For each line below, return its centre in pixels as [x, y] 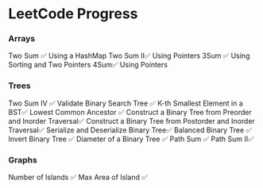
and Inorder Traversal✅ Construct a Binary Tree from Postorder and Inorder [132, 121]
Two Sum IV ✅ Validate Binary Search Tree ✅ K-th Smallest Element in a [126, 103]
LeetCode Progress [73, 14]
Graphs [23, 159]
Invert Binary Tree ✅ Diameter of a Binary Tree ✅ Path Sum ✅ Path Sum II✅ [131, 139]
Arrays [22, 39]
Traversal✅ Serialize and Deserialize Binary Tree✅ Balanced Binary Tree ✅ [130, 130]
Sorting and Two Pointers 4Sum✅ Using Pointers [88, 65]
